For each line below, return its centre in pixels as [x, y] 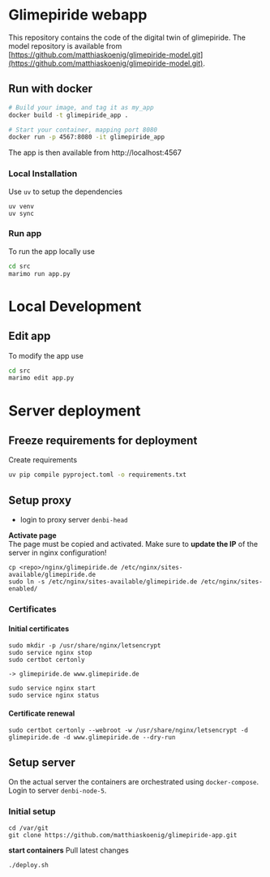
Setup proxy [40, 500]
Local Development [75, 306]
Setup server [42, 762]
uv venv [21, 206]
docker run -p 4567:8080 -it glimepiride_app [86, 137]
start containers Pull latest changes [69, 850]
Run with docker [51, 89]
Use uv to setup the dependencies [66, 191]
